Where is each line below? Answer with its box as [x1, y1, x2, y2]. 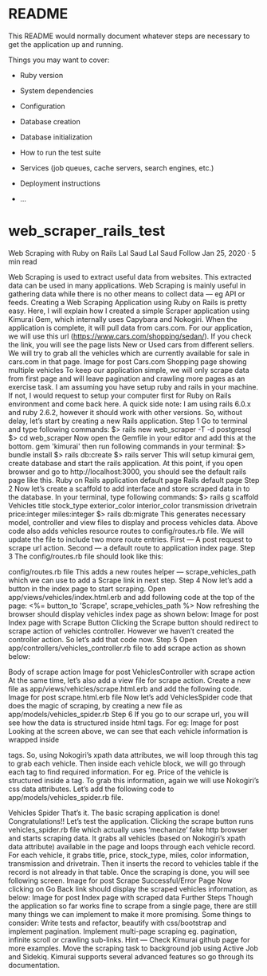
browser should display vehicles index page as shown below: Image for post [8, 609, 259, 618]
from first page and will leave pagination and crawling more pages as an [8, 374, 245, 383]
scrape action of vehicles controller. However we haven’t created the [8, 626, 234, 636]
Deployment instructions [19, 178, 101, 188]
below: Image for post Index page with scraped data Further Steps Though [8, 892, 253, 902]
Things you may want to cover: [8, 55, 110, 65]
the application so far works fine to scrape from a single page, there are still [8, 901, 257, 911]
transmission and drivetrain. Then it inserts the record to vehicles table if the [8, 858, 259, 868]
